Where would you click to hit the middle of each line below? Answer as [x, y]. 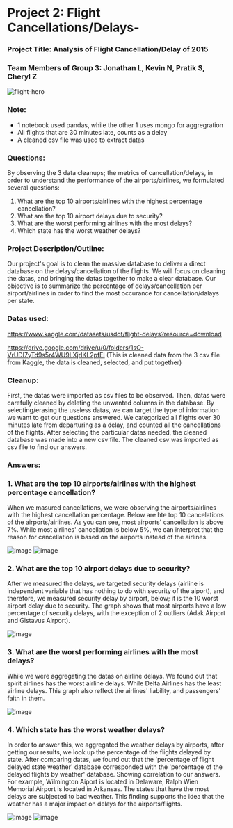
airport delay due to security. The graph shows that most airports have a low [117, 606]
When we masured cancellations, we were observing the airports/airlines [112, 508]
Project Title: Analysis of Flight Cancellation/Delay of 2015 [108, 49]
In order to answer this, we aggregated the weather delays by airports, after [115, 745]
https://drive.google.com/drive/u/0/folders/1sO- [76, 347]
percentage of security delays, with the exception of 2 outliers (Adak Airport [116, 613]
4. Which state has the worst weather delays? [86, 729]
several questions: [33, 188]
